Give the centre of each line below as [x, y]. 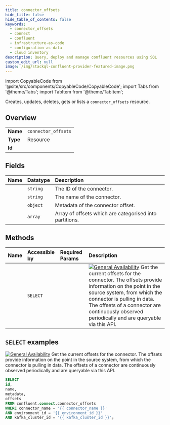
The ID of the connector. [84, 188]
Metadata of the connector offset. [95, 205]
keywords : [16, 24]
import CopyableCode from [34, 81]
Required [71, 252]
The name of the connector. [88, 197]
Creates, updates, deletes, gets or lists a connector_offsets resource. [78, 102]
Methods [20, 238]
